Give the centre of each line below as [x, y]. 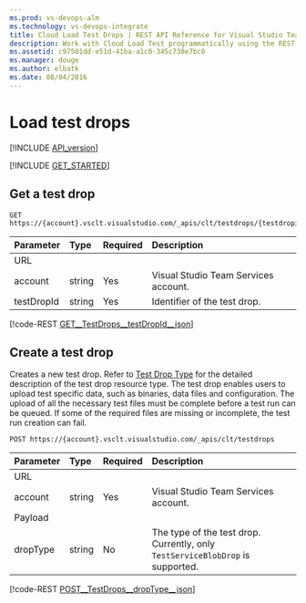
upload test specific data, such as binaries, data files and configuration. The [152, 394]
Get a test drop [52, 194]
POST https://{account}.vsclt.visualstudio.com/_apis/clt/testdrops [142, 440]
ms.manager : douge [44, 60]
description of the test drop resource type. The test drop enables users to [148, 384]
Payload [31, 518]
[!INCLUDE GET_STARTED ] [60, 165]
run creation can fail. [48, 423]
